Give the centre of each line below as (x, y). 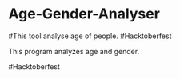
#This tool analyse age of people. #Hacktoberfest (90, 36)
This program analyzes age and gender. (74, 51)
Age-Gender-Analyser (84, 14)
